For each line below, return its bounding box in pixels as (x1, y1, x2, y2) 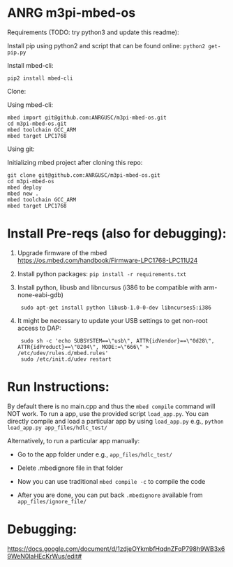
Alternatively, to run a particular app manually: (7, 436, 140, 445)
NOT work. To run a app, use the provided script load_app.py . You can (7, 409, 209, 417)
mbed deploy (7, 184, 42, 191)
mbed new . (7, 190, 39, 197)
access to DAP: (17, 324, 61, 332)
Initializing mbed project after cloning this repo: (7, 158, 143, 166)
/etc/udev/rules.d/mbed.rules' (17, 350, 109, 357)
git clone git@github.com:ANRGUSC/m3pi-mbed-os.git (7, 171, 160, 179)
